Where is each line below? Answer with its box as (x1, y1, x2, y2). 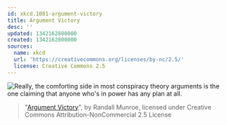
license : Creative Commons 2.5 (13, 63, 106, 70)
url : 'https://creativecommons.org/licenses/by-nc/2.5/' (13, 56, 185, 63)
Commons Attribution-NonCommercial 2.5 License (24, 110, 172, 119)
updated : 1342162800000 (7, 29, 78, 37)
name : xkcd (13, 50, 46, 57)
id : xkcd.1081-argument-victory (7, 10, 102, 18)
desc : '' (7, 23, 33, 30)
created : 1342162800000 (7, 37, 78, 44)
